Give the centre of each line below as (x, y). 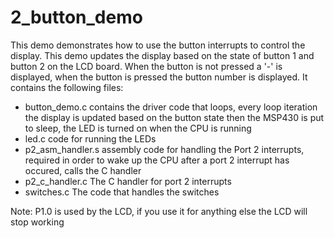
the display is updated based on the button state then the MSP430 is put (174, 117)
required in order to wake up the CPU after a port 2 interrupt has (157, 160)
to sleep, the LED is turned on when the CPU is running (138, 128)
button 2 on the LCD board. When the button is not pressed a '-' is (146, 66)
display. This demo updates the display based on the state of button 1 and (162, 55)
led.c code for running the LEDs (90, 138)
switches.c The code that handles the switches (122, 192)
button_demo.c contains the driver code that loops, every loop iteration (171, 107)
